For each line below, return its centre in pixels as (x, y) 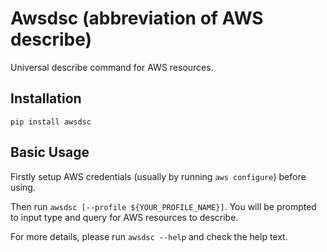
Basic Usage (50, 152)
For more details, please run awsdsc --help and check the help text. (149, 236)
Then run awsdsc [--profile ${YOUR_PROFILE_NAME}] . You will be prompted (163, 206)
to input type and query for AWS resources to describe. (124, 217)
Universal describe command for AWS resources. (112, 67)
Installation (46, 98)
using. (23, 187)
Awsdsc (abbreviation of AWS (137, 18)
